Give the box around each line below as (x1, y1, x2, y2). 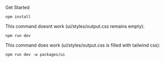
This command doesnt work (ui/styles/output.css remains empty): (5, 23, 145, 29)
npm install (5, 14, 31, 19)
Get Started (5, 5, 30, 10)
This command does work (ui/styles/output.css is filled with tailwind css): (5, 42, 160, 48)
